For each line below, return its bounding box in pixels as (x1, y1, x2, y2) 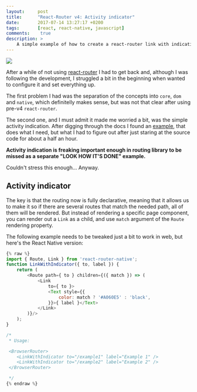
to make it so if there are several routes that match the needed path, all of (6, 203, 184, 210)
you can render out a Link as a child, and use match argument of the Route (6, 215, 185, 222)
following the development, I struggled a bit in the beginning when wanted (6, 75, 186, 82)
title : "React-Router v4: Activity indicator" (6, 14, 135, 20)
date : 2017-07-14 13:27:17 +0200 (6, 19, 104, 25)
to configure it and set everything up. (6, 81, 96, 88)
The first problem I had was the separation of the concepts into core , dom (6, 92, 182, 99)
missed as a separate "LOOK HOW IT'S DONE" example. (6, 152, 146, 159)
